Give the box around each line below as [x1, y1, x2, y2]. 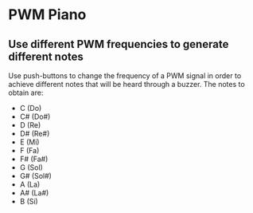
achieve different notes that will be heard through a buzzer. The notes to [8, 80, 245, 89]
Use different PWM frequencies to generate [8, 37, 229, 51]
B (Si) [19, 197, 38, 206]
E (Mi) [19, 137, 40, 147]
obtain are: [8, 88, 44, 97]
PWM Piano [8, 6, 87, 24]
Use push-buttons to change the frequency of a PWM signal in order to [8, 71, 242, 81]
